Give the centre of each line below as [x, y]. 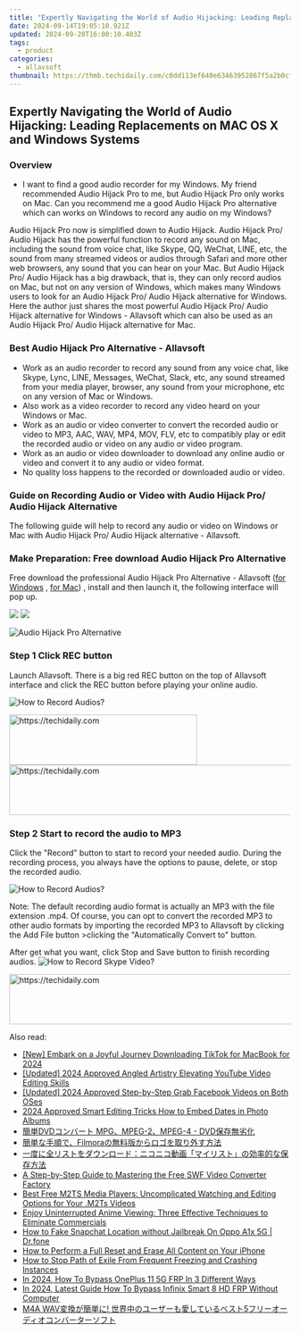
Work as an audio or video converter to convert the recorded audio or [150, 424]
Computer [41, 1298]
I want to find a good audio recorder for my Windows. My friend [139, 185]
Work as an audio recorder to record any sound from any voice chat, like [155, 368]
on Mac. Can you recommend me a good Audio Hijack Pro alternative [150, 204]
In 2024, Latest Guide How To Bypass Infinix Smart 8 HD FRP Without [150, 1288]
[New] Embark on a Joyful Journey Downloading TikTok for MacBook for [156, 1054]
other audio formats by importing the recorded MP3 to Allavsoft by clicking [147, 925]
